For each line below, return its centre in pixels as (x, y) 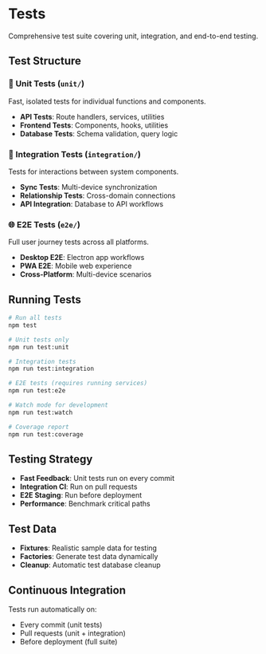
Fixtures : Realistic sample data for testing (88, 548)
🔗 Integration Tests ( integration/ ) (75, 154)
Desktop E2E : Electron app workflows (82, 258)
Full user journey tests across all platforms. (79, 242)
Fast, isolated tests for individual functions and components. (107, 101)
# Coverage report (39, 427)
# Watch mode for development (59, 405)
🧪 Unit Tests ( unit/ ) (47, 84)
